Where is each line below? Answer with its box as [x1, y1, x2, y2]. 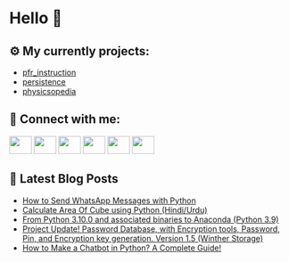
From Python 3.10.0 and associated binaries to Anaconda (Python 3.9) [21, 214, 279, 225]
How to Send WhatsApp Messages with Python [21, 195, 196, 206]
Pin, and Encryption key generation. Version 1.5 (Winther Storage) [21, 233, 264, 243]
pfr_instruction [21, 67, 77, 78]
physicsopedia [21, 86, 77, 96]
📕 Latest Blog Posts [9, 171, 119, 186]
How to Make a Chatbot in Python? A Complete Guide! [21, 242, 221, 253]
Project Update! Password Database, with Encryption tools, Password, [21, 223, 281, 234]
